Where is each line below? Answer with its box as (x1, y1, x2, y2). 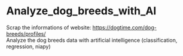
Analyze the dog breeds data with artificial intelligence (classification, (6, 36, 178, 43)
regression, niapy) (6, 43, 51, 50)
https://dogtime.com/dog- (92, 24, 157, 31)
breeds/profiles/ (6, 30, 46, 37)
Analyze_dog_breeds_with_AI (6, 4, 157, 18)
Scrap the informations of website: (6, 24, 91, 31)
